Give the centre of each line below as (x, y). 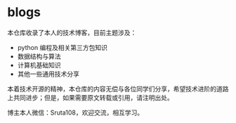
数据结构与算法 (39, 56)
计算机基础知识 (39, 65)
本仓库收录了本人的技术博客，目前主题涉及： (72, 32)
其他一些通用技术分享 (48, 74)
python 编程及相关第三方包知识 (62, 47)
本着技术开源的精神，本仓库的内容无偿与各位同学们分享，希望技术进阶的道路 (118, 89)
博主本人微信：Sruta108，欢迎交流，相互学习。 (76, 112)
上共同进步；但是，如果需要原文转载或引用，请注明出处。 (90, 97)
